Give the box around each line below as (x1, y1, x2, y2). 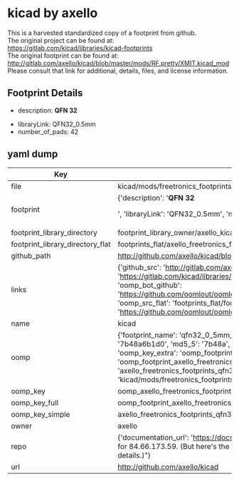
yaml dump (7, 148, 58, 160)
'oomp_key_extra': (117, 348, 179, 358)
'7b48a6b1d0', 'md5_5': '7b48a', (117, 338, 230, 348)
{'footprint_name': (117, 330, 178, 340)
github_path (11, 251, 51, 261)
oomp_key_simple (11, 409, 70, 419)
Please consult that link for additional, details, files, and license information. (7, 66, 229, 75)
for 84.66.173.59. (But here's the (117, 441, 230, 451)
